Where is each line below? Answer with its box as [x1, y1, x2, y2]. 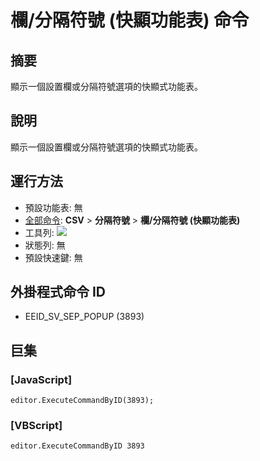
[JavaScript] [10, 372, 73, 386]
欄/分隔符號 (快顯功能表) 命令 [10, 9, 250, 32]
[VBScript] [10, 419, 63, 433]
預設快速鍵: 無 [24, 251, 83, 263]
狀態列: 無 [24, 239, 66, 251]
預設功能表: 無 [24, 201, 83, 213]
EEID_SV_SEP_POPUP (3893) [24, 311, 145, 323]
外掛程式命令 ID [10, 284, 107, 301]
